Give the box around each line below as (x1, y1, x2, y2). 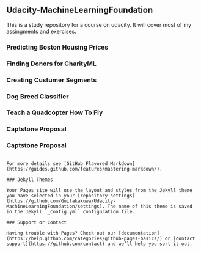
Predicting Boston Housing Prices (6, 43, 109, 51)
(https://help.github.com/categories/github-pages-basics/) (6, 235, 163, 241)
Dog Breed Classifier (6, 92, 69, 100)
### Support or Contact (6, 219, 67, 226)
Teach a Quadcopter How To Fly (6, 108, 103, 117)
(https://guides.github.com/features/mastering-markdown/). (6, 166, 163, 172)
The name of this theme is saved (107, 203, 192, 210)
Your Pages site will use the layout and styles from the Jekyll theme (6, 187, 192, 193)
